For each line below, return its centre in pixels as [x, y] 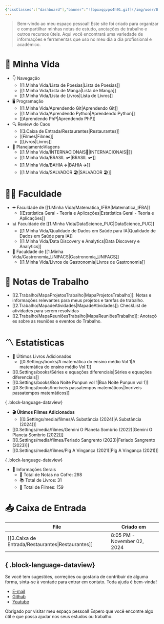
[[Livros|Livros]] [36, 141]
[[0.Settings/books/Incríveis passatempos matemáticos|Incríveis [77, 388]
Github [19, 597]
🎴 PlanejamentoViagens [36, 147]
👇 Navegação [26, 78]
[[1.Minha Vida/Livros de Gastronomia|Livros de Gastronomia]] [82, 262]
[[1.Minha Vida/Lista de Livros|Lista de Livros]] [66, 96]
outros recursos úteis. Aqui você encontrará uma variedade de [80, 34]
